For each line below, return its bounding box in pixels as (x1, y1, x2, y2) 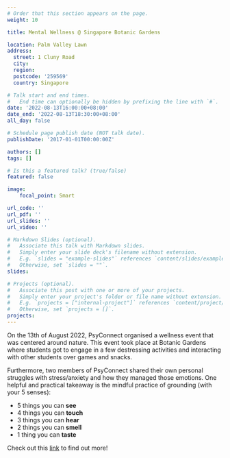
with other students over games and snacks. (7, 352, 132, 361)
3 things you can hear (16, 415, 80, 424)
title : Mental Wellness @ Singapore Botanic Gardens (7, 29, 161, 36)
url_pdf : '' (7, 210, 41, 218)
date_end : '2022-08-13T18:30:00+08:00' (7, 111, 121, 118)
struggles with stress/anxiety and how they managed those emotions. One (7, 373, 217, 381)
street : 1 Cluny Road (13, 54, 75, 61)
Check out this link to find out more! (7, 444, 108, 452)
